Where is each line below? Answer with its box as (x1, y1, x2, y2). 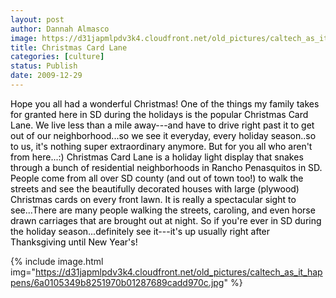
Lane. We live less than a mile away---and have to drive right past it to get (10, 119, 315, 131)
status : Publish (10, 61, 78, 71)
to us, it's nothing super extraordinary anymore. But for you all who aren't (10, 140, 313, 152)
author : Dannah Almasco (10, 24, 110, 34)
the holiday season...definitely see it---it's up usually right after (10, 225, 271, 237)
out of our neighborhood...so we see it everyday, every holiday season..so (10, 129, 317, 141)
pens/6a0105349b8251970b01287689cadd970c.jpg (10, 276, 225, 288)
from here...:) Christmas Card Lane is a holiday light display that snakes (10, 151, 304, 163)
